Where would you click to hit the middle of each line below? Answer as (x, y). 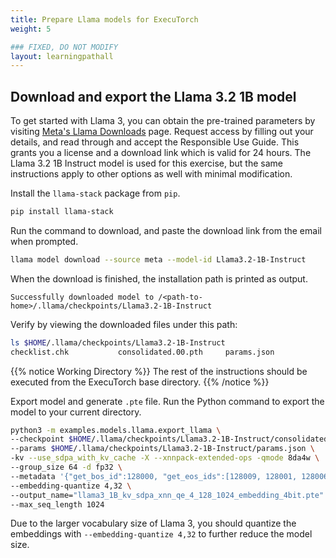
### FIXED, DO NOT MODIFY (64, 47)
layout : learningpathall (62, 56)
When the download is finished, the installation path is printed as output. (159, 278)
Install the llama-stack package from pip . (95, 193)
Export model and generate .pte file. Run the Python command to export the (167, 401)
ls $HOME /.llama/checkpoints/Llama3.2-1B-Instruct (118, 342)
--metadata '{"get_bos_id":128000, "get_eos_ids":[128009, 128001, (154, 476)
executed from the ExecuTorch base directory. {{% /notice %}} (140, 382)
